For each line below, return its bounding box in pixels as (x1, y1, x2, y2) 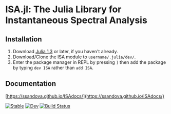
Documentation (5, 79, 56, 88)
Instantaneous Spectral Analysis (5, 14, 147, 26)
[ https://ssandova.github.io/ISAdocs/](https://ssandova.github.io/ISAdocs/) (5, 93, 164, 99)
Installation (5, 35, 42, 43)
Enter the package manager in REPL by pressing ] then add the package (12, 59, 166, 65)
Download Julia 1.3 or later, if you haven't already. (12, 49, 118, 54)
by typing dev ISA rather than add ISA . (12, 65, 93, 71)
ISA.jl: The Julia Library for (5, 4, 122, 15)
